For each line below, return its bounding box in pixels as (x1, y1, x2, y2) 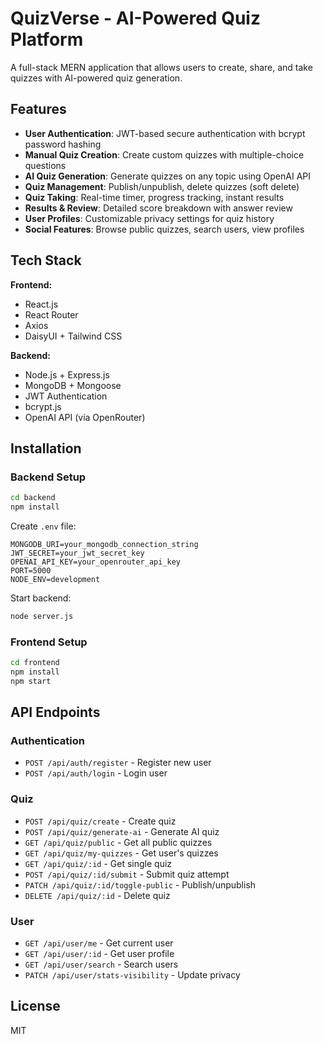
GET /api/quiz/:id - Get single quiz (24, 857, 173, 869)
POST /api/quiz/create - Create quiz (24, 815, 177, 827)
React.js (24, 298, 59, 310)
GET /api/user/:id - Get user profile (24, 948, 175, 960)
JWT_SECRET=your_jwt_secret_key (10, 548, 145, 558)
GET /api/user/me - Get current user (24, 937, 174, 949)
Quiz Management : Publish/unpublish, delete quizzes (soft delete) (24, 180, 300, 192)
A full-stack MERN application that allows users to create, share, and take (10, 61, 313, 73)
